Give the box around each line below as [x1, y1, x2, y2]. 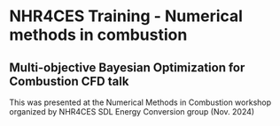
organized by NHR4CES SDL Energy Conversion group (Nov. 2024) [9, 107, 255, 116]
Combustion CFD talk [9, 73, 129, 89]
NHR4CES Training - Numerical [9, 6, 244, 26]
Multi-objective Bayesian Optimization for [9, 60, 245, 75]
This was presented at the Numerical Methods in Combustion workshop [9, 97, 272, 107]
